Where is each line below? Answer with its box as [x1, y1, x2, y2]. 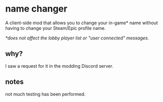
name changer [5, 3, 67, 15]
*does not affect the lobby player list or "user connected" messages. [5, 35, 149, 41]
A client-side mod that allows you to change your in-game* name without [5, 20, 158, 26]
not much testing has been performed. [5, 91, 86, 97]
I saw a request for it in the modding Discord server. [5, 63, 114, 69]
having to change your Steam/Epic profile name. [5, 25, 106, 31]
